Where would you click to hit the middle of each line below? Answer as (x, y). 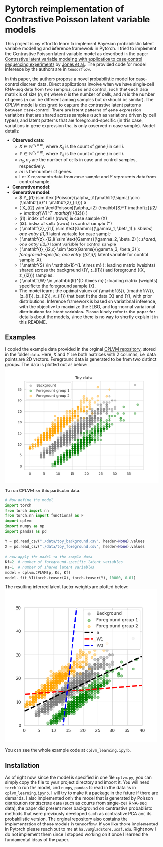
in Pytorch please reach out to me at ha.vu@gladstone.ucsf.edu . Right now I (81, 829)
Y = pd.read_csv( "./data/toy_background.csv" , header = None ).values (75, 541)
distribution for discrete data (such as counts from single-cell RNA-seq (76, 803)
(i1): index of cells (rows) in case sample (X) (63, 218)
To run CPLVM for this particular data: (43, 490)
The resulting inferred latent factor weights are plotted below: (67, 587)
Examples (20, 338)
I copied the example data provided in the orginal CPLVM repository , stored (80, 349)
